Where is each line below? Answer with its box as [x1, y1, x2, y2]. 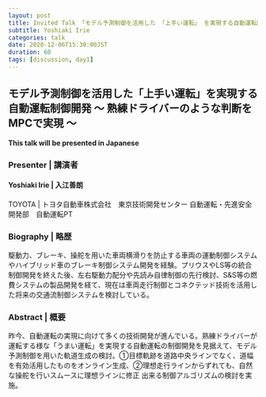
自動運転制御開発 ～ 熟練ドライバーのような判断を [8, 102, 253, 115]
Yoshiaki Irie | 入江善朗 [8, 180, 83, 190]
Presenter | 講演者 [8, 159, 78, 170]
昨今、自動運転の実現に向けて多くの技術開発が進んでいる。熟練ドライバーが [8, 331, 258, 341]
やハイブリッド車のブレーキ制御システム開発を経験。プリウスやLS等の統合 [8, 260, 253, 270]
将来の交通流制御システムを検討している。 [14, 290, 154, 300]
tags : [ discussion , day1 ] [8, 56, 93, 64]
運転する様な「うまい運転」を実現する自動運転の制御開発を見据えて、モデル [8, 341, 257, 350]
